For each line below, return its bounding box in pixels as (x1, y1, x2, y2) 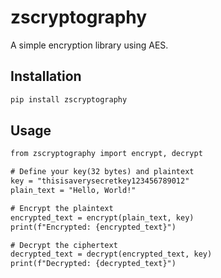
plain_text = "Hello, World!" (10, 186, 137, 196)
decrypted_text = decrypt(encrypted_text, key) (10, 249, 213, 260)
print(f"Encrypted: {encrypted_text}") (10, 222, 177, 232)
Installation (10, 68, 82, 85)
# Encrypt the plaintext (10, 203, 114, 213)
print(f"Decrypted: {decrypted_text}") (10, 259, 177, 269)
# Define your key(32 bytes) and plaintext (10, 167, 195, 177)
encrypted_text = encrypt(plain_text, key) (10, 212, 195, 223)
